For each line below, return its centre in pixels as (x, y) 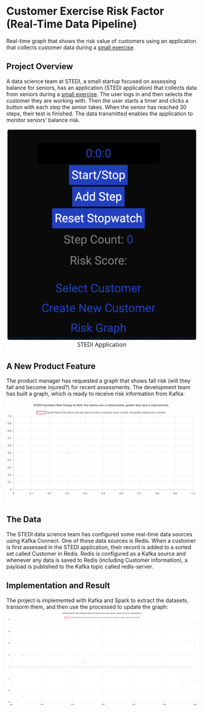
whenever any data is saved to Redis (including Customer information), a (97, 560)
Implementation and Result (58, 586)
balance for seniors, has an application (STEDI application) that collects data (101, 88)
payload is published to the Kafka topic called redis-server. (80, 566)
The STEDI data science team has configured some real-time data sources (99, 534)
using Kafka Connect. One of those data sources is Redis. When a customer (101, 541)
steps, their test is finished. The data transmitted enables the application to (100, 113)
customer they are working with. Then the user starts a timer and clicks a (98, 100)
